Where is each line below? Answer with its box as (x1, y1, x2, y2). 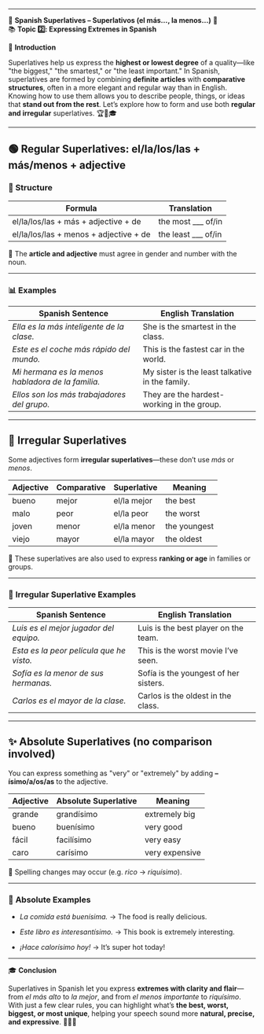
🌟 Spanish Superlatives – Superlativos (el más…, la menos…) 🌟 (8, 16, 218, 24)
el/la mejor (113, 495, 153, 506)
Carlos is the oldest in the (137, 690, 232, 701)
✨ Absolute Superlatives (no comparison (8, 735, 213, 749)
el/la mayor (113, 533, 155, 544)
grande (12, 808, 39, 819)
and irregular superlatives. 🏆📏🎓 (8, 109, 118, 118)
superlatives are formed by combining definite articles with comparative (8, 75, 246, 83)
